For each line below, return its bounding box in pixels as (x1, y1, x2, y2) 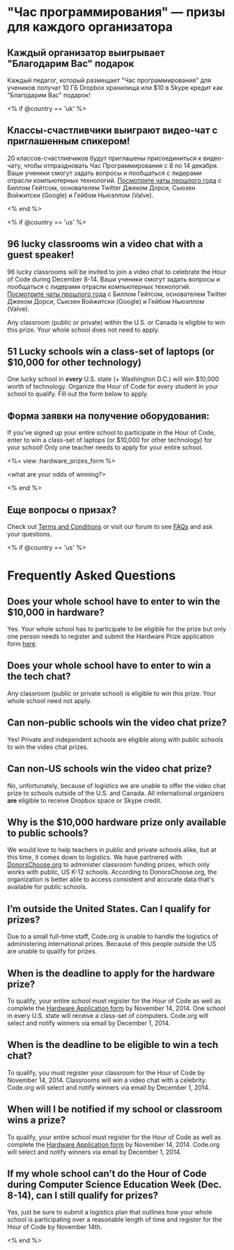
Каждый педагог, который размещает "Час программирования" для (7, 76, 212, 84)
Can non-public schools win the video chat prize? (7, 717, 227, 729)
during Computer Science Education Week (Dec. (7, 1178, 221, 1190)
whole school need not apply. (7, 696, 92, 704)
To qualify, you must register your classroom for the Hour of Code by (7, 1068, 205, 1077)
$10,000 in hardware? (7, 606, 104, 618)
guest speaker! (7, 249, 75, 261)
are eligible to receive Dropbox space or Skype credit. (7, 796, 162, 805)
